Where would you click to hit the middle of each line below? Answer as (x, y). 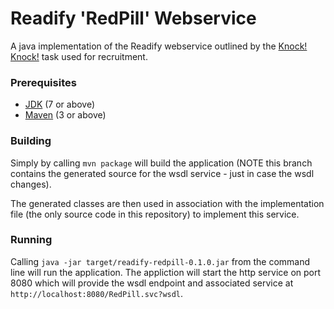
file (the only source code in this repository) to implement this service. (155, 214)
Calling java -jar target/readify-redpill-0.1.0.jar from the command (160, 261)
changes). (31, 184)
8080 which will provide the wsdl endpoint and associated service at (152, 283)
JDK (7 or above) (60, 104)
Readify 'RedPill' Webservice (133, 18)
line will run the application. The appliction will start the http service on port (166, 272)
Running (31, 240)
